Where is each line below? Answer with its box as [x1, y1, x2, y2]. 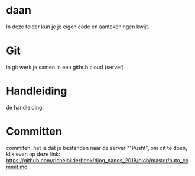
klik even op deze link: [6, 151, 60, 158]
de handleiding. [6, 104, 44, 111]
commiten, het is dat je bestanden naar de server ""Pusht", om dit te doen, [6, 144, 187, 151]
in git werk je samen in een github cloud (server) [6, 63, 124, 71]
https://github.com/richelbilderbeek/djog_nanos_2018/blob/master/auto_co [6, 156, 189, 164]
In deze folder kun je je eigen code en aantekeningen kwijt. [6, 23, 149, 30]
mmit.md [6, 163, 28, 170]
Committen [6, 125, 62, 138]
